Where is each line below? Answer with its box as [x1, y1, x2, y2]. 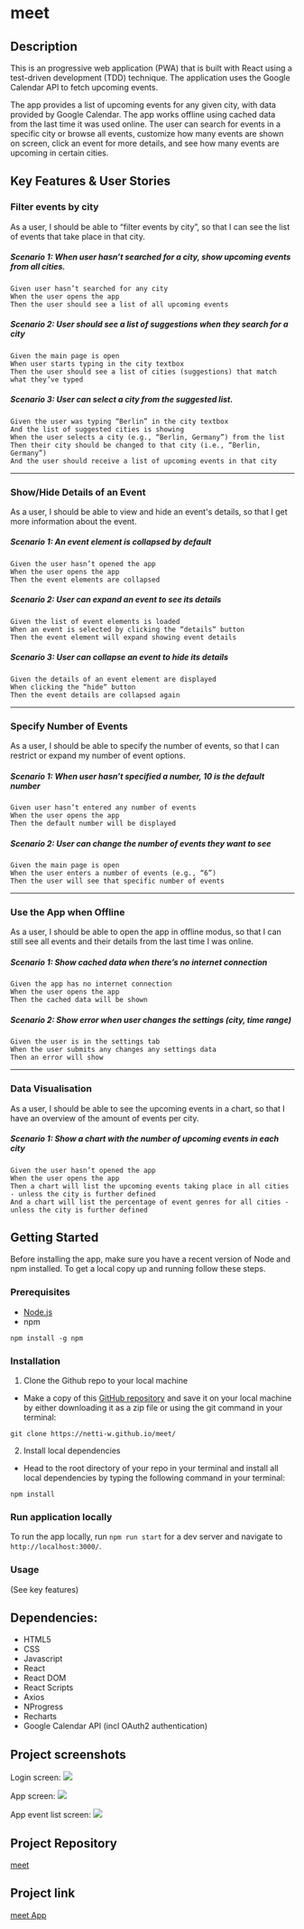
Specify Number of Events [10, 720, 129, 733]
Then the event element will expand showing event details [10, 632, 237, 642]
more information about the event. [10, 515, 137, 526]
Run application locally [10, 1510, 113, 1523]
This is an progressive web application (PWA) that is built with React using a [10, 62, 292, 73]
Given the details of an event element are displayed [10, 675, 217, 684]
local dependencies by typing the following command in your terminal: [23, 1472, 285, 1483]
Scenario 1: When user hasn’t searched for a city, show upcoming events [10, 251, 291, 262]
